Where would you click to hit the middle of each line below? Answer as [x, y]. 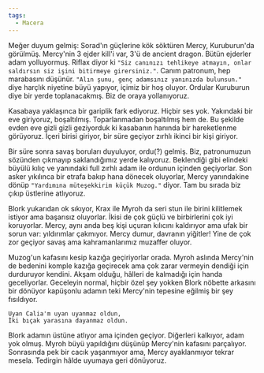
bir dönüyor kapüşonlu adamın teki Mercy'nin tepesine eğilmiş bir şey [121, 291]
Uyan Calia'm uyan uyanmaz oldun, [65, 313]
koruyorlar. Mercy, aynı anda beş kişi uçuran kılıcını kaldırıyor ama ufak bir [128, 225]
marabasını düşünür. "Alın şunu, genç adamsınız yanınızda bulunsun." [125, 79]
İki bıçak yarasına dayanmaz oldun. [68, 320]
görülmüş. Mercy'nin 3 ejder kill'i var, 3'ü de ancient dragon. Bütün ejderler [130, 54]
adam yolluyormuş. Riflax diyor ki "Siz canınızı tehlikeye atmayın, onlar [130, 62]
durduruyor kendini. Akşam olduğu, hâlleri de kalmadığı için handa [115, 274]
